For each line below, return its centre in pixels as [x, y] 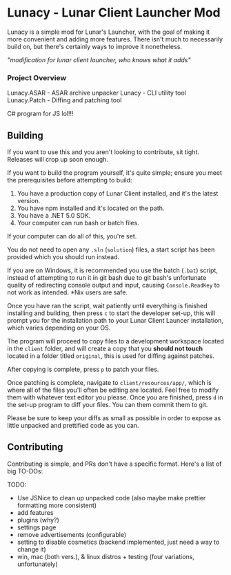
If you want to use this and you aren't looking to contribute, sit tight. [103, 152]
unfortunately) [38, 564]
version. [29, 201]
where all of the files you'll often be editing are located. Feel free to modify [113, 390]
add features [35, 512]
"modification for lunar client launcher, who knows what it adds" [99, 59]
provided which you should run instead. [63, 257]
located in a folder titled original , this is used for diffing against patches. [111, 356]
